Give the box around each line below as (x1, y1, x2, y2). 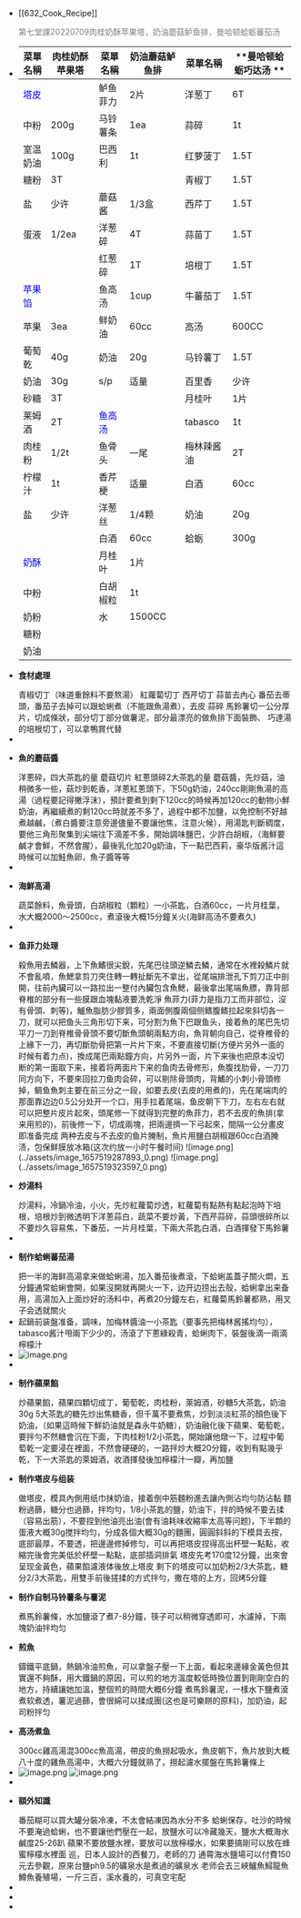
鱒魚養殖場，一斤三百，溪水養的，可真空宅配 (17, 1872, 186, 1882)
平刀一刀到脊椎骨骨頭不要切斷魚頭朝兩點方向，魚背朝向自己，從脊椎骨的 (17, 1028, 289, 1039)
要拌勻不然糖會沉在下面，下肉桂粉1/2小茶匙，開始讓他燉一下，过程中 (17, 1431, 277, 1442)
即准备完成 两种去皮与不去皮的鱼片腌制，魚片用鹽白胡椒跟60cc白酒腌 (17, 1131, 279, 1141)
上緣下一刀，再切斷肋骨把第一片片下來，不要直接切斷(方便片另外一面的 (17, 1040, 285, 1050)
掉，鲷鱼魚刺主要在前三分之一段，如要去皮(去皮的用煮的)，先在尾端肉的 (17, 1085, 288, 1095)
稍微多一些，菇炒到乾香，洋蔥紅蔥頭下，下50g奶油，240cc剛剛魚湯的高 (17, 783, 288, 794)
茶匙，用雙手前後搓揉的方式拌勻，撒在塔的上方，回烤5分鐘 (46, 1572, 267, 1583)
